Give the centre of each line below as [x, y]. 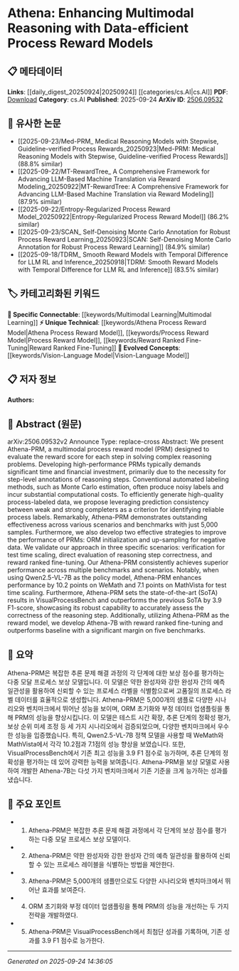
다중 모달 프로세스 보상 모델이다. [86, 839]
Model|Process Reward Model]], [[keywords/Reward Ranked [96, 340]
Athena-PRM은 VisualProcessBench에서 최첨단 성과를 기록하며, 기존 [125, 931]
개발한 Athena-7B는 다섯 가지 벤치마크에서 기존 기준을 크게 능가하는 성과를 [124, 771]
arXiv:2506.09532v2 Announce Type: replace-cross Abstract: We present [116, 441]
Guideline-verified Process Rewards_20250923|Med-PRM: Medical [116, 149]
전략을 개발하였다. [53, 915]
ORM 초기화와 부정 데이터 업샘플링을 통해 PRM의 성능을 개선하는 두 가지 [128, 906]
